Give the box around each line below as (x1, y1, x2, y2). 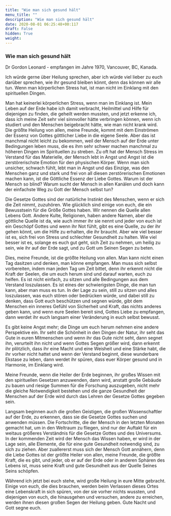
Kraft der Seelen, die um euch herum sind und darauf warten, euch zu (5, 271, 152, 277)
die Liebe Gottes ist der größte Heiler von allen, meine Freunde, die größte (5, 452, 161, 458)
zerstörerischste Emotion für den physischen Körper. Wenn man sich (5, 160, 150, 166)
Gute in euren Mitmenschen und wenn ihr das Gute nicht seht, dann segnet (5, 335, 163, 341)
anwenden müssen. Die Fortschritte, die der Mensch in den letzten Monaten (5, 419, 164, 426)
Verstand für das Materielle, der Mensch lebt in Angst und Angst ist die (5, 154, 154, 160)
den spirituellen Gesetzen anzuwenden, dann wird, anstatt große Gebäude (5, 377, 162, 383)
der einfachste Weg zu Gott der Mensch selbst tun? (5, 187, 113, 193)
